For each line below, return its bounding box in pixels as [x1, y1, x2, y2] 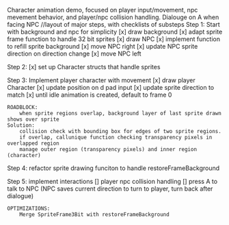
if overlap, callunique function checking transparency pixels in [19, 134, 213, 141]
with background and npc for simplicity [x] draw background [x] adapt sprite [7, 27, 223, 36]
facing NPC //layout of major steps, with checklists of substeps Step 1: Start [7, 21, 220, 28]
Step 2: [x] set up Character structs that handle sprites [7, 63, 161, 71]
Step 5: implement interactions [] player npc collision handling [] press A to [7, 178, 217, 185]
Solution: [7, 122, 36, 129]
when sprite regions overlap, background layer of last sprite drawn [19, 110, 222, 117]
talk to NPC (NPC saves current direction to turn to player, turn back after [7, 185, 213, 193]
